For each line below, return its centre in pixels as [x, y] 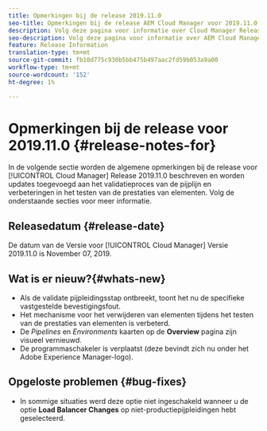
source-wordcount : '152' [49, 75]
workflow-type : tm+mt [44, 68]
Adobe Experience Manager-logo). [76, 357]
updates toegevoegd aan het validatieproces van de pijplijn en [110, 184]
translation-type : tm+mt [49, 52]
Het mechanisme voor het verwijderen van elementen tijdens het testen [137, 315]
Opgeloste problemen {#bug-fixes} [97, 382]
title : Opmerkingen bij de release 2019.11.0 [85, 16]
